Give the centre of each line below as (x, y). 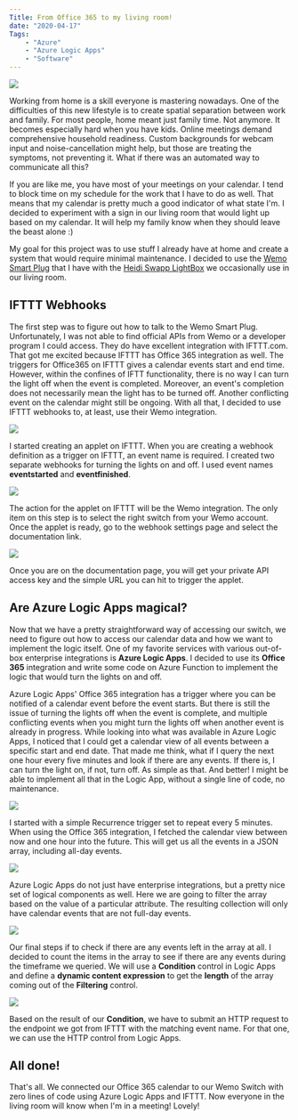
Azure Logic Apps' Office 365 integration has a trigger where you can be (142, 694)
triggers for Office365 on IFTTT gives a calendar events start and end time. (147, 364)
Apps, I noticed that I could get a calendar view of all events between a (139, 741)
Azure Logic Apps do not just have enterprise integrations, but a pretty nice (147, 885)
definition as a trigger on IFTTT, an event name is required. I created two (142, 455)
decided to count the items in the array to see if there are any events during (148, 956)
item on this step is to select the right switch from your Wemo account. (139, 517)
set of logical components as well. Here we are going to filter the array (138, 894)
